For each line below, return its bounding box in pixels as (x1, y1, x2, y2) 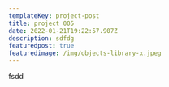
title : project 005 (8, 19, 75, 27)
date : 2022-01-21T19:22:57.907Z (8, 27, 118, 35)
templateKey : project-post (8, 11, 100, 20)
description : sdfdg (8, 34, 75, 43)
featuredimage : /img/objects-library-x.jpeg (8, 49, 162, 57)
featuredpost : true (8, 42, 75, 50)
